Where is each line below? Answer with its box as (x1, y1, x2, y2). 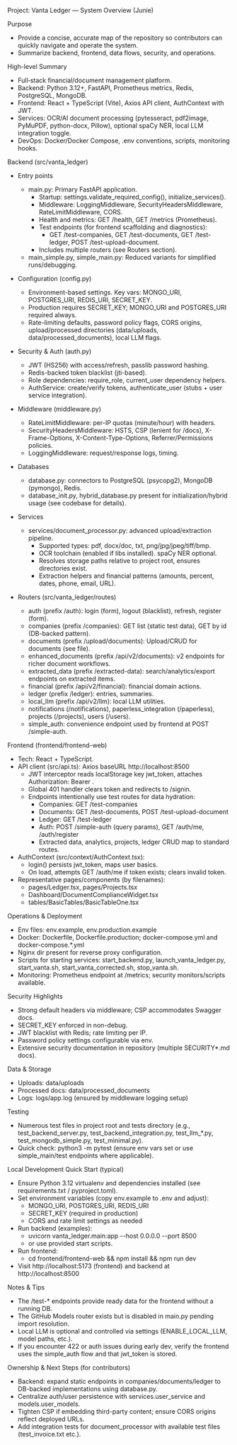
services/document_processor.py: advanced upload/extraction (28, 527, 212, 534)
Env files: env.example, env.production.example (17, 925, 157, 934)
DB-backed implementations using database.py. (17, 1385, 158, 1393)
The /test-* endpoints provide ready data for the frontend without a (17, 1297, 214, 1305)
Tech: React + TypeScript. (17, 755, 94, 763)
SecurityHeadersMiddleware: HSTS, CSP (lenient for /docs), (28, 426, 204, 434)
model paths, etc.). (17, 1334, 73, 1343)
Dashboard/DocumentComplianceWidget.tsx (28, 891, 159, 899)
